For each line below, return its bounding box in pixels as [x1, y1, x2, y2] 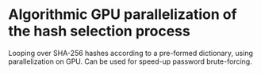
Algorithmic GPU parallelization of [8, 6, 237, 24]
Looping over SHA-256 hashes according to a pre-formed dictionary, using [8, 48, 254, 57]
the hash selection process [8, 22, 190, 40]
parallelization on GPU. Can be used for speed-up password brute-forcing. [8, 57, 252, 66]
